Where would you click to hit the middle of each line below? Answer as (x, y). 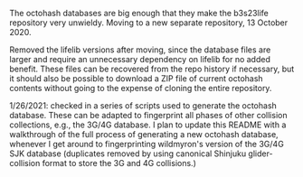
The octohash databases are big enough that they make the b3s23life (139, 13)
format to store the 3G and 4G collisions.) (119, 163)
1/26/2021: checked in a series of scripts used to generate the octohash (143, 106)
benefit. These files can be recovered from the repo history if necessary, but (152, 69)
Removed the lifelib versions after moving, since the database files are (140, 50)
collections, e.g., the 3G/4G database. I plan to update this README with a (148, 125)
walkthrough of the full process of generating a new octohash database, (144, 134)
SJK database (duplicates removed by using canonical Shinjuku (128, 154)
